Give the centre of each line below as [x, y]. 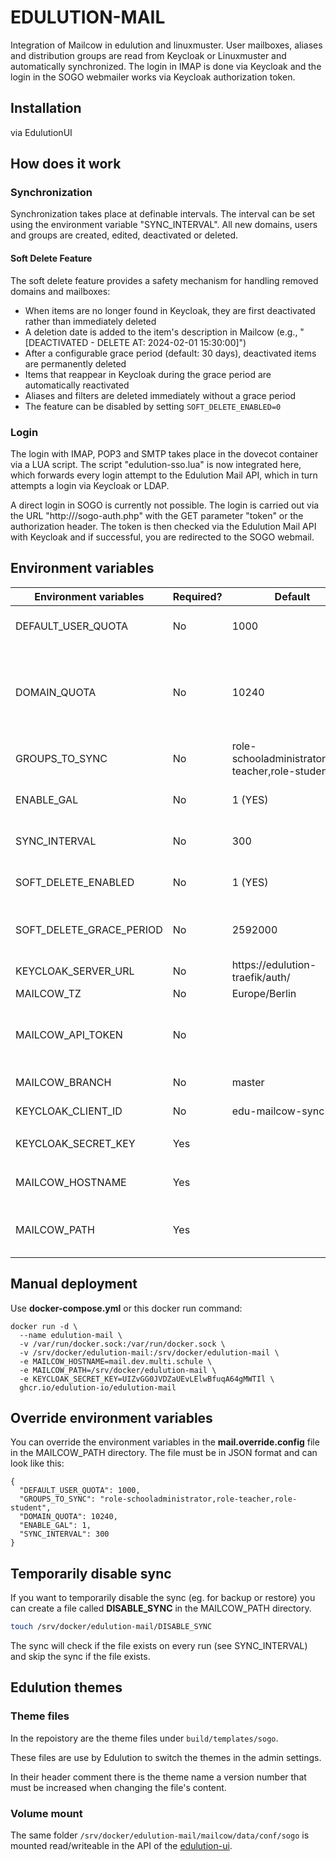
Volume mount [46, 1813]
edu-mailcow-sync [278, 1111]
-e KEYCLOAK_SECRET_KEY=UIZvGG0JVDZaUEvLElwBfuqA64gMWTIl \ [147, 1379]
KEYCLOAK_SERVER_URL [75, 971]
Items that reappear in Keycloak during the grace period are [148, 374]
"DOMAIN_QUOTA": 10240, [68, 1517]
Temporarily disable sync [91, 1573]
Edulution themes [66, 1687]
